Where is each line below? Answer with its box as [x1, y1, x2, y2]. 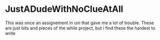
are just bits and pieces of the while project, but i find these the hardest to [5, 25, 156, 31]
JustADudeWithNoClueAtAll [5, 3, 123, 15]
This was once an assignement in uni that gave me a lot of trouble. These [5, 20, 154, 26]
